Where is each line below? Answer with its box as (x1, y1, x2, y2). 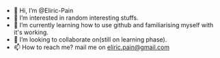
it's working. (13, 28, 49, 36)
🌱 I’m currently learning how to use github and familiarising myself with (13, 21, 214, 29)
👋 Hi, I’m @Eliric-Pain (13, 7, 74, 14)
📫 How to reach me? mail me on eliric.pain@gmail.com (13, 43, 169, 51)
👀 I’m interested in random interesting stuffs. (13, 14, 139, 22)
